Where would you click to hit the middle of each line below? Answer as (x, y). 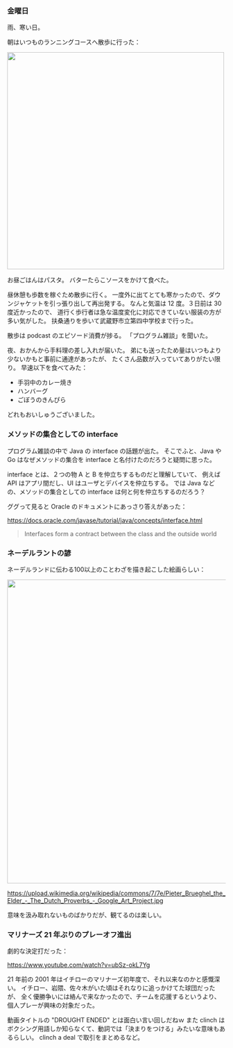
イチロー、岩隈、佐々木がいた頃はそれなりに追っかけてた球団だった (118, 988)
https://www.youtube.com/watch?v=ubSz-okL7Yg (79, 965)
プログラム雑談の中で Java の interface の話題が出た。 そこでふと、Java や (114, 451)
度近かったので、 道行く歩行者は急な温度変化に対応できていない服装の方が (114, 312)
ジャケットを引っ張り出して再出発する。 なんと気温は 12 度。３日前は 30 (117, 303)
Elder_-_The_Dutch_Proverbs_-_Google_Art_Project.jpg (85, 900)
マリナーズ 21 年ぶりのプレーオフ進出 (69, 934)
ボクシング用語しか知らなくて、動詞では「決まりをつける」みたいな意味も (113, 1029)
